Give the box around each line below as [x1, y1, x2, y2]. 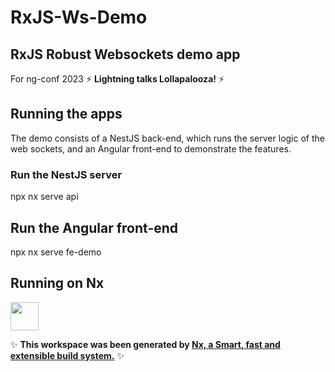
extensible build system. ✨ [10, 349, 125, 361]
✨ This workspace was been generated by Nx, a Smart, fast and [10, 338, 281, 350]
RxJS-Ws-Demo [10, 6, 148, 29]
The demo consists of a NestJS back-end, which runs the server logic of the [10, 132, 325, 144]
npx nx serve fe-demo [10, 246, 102, 258]
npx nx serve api [10, 191, 79, 203]
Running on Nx [10, 275, 105, 292]
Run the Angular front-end [10, 219, 179, 236]
